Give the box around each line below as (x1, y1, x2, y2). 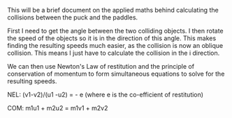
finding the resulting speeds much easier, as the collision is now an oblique (7, 42, 224, 49)
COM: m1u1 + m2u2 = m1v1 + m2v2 (7, 104, 108, 112)
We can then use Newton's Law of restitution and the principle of (7, 62, 194, 70)
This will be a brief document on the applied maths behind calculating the (7, 6, 219, 14)
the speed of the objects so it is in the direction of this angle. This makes (7, 34, 217, 42)
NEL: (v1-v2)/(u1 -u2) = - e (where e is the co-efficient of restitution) (7, 90, 204, 99)
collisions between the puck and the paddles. (7, 13, 138, 22)
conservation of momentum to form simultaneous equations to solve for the (7, 69, 225, 78)
